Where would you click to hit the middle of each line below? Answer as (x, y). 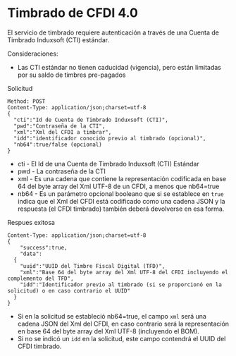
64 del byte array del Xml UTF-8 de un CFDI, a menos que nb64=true (118, 186)
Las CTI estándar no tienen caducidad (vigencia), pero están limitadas (119, 67)
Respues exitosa (31, 222)
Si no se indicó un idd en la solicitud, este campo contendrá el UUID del (122, 338)
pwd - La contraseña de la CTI (61, 171)
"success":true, (44, 247)
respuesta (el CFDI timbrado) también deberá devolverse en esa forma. (121, 209)
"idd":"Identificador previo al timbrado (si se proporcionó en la (121, 284)
